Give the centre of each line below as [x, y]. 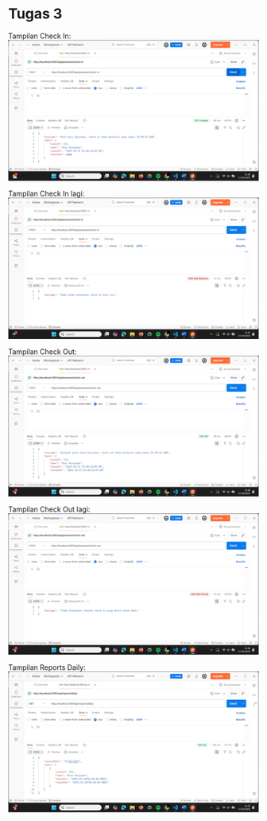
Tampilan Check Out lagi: [49, 509]
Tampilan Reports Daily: [47, 667]
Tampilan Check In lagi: [46, 194]
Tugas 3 [35, 14]
